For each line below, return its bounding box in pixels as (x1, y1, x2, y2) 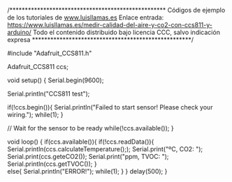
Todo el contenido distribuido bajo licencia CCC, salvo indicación (32, 28, 220, 36)
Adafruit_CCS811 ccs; (7, 63, 68, 70)
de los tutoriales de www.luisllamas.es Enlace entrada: (7, 13, 164, 22)
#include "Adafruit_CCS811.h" (7, 49, 92, 57)
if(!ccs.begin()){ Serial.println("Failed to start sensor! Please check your (7, 103, 213, 111)
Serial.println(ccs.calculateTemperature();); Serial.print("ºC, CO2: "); (7, 145, 203, 153)
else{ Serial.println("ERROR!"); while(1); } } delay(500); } (7, 167, 168, 175)
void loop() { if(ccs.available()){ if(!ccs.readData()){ (7, 137, 154, 146)
